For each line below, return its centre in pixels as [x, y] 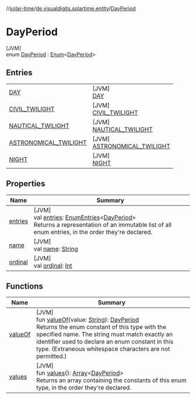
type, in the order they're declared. [83, 388]
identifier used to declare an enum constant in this [105, 342]
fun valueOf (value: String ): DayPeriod [87, 320]
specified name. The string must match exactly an [104, 334]
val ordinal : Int [53, 265]
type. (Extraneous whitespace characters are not [103, 349]
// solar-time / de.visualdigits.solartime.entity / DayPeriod [71, 8]
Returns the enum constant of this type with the [101, 327]
